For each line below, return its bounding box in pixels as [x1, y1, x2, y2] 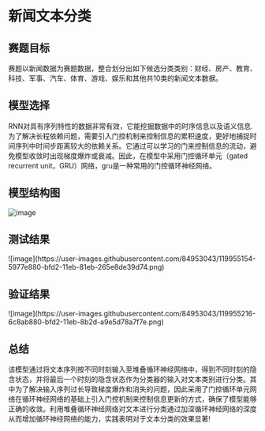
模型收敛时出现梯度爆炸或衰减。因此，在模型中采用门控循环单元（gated [14, 151, 248, 161]
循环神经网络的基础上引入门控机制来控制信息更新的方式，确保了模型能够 [21, 395, 257, 404]
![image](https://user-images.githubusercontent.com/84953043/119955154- [8, 254, 256, 263]
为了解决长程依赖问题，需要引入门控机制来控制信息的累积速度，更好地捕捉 [8, 131, 250, 141]
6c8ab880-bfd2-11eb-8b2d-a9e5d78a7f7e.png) [8, 317, 164, 327]
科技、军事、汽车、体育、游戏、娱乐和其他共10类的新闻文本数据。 [8, 74, 223, 83]
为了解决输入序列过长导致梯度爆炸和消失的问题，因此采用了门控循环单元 [14, 384, 250, 394]
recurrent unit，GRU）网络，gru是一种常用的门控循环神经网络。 [8, 161, 217, 170]
